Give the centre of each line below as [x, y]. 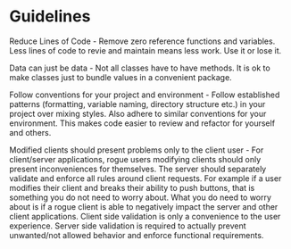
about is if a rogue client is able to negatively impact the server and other [144, 206]
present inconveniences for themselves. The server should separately [138, 169]
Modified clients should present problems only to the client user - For [137, 150]
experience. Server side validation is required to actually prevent [128, 226]
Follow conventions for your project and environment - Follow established [145, 95]
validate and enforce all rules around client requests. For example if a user [145, 178]
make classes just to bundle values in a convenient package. [121, 77]
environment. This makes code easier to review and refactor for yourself [142, 123]
